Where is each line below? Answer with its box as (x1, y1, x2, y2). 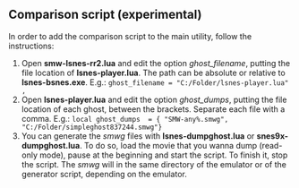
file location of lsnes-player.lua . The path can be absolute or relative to (21, 67, 286, 78)
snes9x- (256, 130, 288, 141)
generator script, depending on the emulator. (21, 168, 187, 179)
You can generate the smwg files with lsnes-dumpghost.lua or (21, 130, 255, 141)
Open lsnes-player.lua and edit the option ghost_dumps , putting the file (21, 94, 287, 105)
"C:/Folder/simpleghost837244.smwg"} (21, 123, 163, 132)
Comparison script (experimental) (8, 7, 202, 22)
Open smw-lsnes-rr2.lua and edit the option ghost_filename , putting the (21, 57, 291, 68)
